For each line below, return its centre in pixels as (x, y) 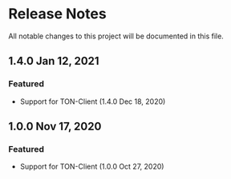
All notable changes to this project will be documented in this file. (116, 36)
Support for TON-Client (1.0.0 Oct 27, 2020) (92, 167)
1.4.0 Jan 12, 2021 (54, 61)
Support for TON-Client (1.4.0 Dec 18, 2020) (93, 101)
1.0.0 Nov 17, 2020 (55, 127)
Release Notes (57, 14)
